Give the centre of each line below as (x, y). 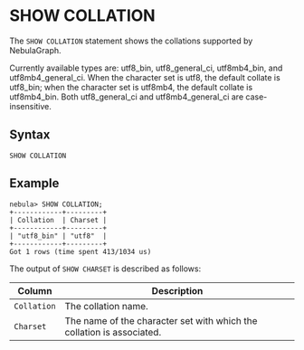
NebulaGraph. (35, 50)
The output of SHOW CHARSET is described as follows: (105, 269)
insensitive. (31, 106)
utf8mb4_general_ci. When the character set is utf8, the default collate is (145, 77)
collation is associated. (113, 332)
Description (177, 290)
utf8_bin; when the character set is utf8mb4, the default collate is (131, 87)
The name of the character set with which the (161, 320)
